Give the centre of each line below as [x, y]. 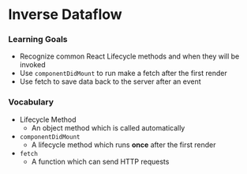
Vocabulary [31, 102]
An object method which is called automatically [108, 127]
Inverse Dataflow [65, 15]
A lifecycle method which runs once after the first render [123, 145]
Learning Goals [38, 40]
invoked [32, 65]
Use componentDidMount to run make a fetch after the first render [123, 74]
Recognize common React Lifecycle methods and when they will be [129, 56]
